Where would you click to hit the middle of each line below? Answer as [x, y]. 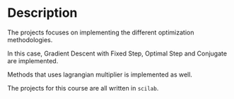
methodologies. [30, 39]
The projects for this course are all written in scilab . [83, 88]
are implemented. [33, 60]
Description [42, 13]
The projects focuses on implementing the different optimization [101, 32]
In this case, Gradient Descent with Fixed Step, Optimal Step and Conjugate [117, 53]
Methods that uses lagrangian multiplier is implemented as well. [100, 74]
